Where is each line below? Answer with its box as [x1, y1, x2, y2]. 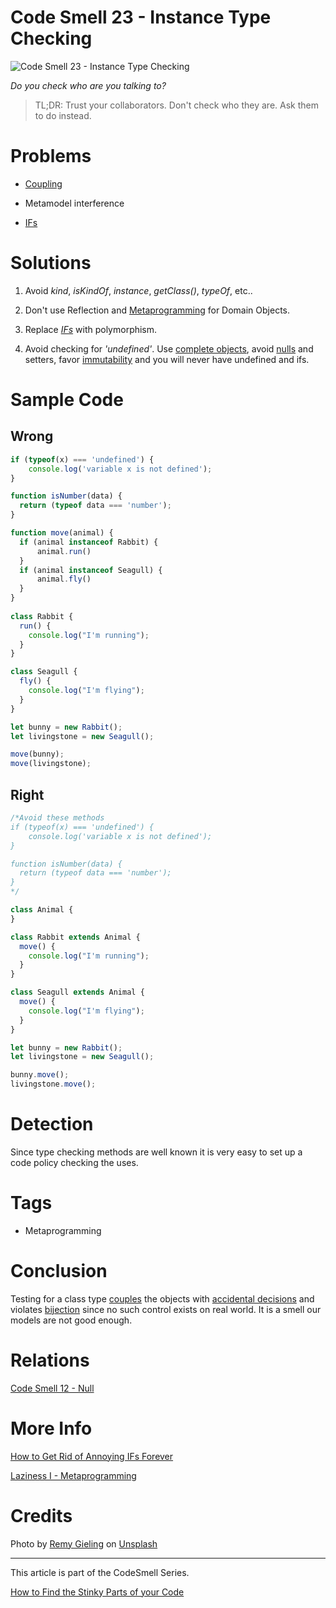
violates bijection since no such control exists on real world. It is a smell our [10, 1303, 322, 1315]
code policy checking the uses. [10, 1156, 139, 1168]
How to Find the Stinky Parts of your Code [10, 1586, 185, 1598]
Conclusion [10, 1260, 108, 1283]
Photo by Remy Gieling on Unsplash [10, 1537, 158, 1550]
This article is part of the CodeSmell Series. [10, 1566, 190, 1578]
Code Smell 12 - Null [10, 1382, 95, 1394]
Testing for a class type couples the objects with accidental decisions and [10, 1292, 315, 1305]
